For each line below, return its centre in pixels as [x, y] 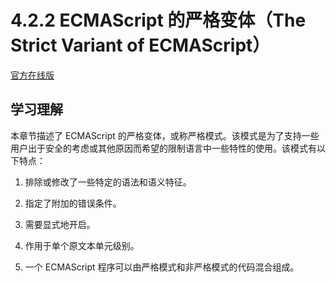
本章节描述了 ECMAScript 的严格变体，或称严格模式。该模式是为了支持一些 [165, 135]
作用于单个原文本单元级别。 [82, 245]
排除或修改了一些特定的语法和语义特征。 [108, 182]
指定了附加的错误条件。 [73, 203]
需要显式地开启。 [60, 224]
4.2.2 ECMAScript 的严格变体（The [158, 20]
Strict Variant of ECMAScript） [140, 45]
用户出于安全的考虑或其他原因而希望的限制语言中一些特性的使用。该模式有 [163, 148]
